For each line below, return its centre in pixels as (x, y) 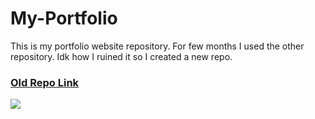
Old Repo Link (45, 82)
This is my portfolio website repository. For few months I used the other (157, 46)
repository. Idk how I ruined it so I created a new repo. (121, 56)
